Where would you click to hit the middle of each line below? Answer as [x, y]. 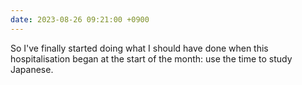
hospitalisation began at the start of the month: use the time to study [151, 58]
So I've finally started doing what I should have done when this [139, 48]
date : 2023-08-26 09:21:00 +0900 [80, 19]
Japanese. [32, 69]
